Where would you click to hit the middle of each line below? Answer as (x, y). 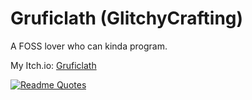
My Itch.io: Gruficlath (53, 65)
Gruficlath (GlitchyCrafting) (127, 18)
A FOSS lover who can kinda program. (89, 46)
